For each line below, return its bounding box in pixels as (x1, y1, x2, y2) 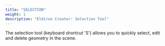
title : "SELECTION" (5, 7, 46, 12)
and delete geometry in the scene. (5, 35, 76, 41)
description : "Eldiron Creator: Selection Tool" (5, 16, 109, 21)
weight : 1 (5, 12, 26, 17)
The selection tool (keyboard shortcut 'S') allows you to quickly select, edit (5, 30, 160, 36)
